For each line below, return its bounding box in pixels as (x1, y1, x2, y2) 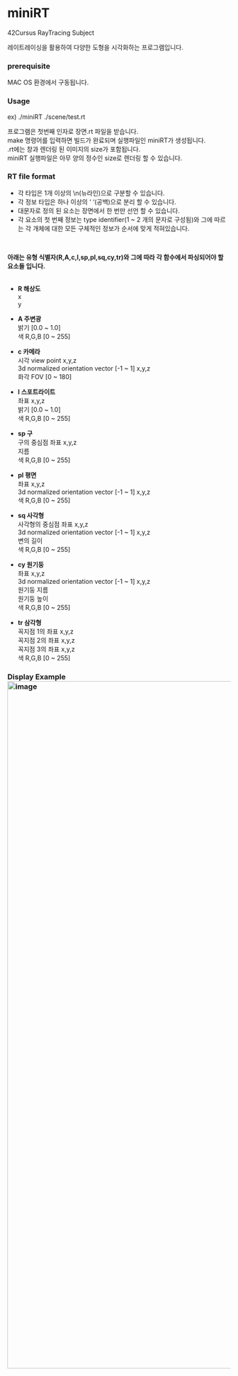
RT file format (7, 171, 56, 181)
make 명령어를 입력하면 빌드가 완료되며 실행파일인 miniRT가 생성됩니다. (7, 136, 206, 145)
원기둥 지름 (17, 585, 49, 594)
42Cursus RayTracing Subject (7, 28, 94, 37)
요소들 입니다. (7, 261, 46, 270)
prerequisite (7, 61, 51, 71)
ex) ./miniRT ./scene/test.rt (7, 112, 86, 121)
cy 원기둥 (17, 560, 45, 568)
